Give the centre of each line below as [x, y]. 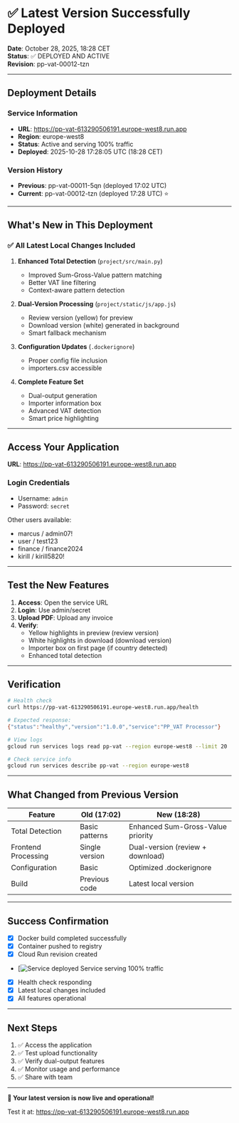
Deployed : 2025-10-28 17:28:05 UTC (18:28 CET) [90, 152]
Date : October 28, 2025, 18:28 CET [59, 48]
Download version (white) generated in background [104, 325]
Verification [34, 684]
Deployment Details [52, 93]
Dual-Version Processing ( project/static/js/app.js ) [97, 303]
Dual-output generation [63, 395]
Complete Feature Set [51, 382]
